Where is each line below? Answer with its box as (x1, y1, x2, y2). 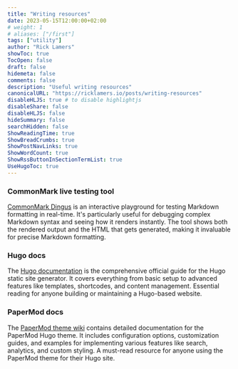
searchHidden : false (7, 123, 69, 130)
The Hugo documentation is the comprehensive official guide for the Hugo (7, 266, 226, 275)
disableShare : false (7, 103, 69, 110)
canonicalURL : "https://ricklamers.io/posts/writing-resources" (7, 90, 202, 97)
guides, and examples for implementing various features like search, (7, 338, 208, 347)
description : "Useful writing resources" (7, 83, 133, 90)
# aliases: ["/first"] (7, 30, 75, 38)
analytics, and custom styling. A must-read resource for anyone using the (7, 346, 223, 355)
